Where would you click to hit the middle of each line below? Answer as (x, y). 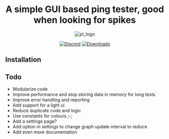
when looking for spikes (85, 20)
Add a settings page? (35, 121)
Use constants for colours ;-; (42, 116)
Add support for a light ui (38, 105)
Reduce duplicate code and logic (47, 111)
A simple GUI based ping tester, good (85, 9)
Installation (23, 60)
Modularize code (30, 89)
